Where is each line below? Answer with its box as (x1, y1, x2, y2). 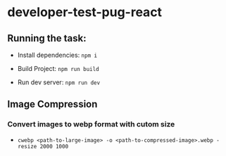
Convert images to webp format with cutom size (7, 119, 175, 129)
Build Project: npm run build (17, 65, 100, 72)
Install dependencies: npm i (17, 51, 97, 59)
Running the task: (7, 32, 87, 44)
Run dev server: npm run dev (17, 78, 101, 86)
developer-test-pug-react (7, 4, 163, 20)
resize (17, 143, 37, 150)
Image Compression (7, 98, 98, 110)
